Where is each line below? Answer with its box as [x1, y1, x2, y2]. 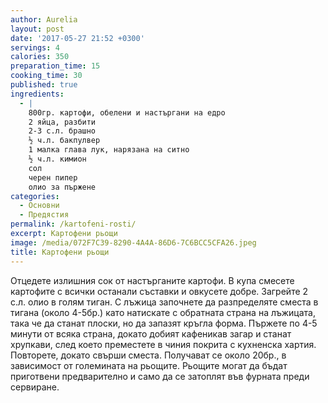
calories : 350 [10, 52, 70, 62]
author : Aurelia [10, 14, 78, 25]
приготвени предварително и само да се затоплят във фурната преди [10, 370, 310, 382]
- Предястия [19, 210, 70, 220]
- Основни [19, 201, 60, 211]
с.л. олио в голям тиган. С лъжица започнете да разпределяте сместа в [10, 296, 319, 308]
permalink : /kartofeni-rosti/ [10, 219, 137, 230]
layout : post [10, 24, 65, 34]
